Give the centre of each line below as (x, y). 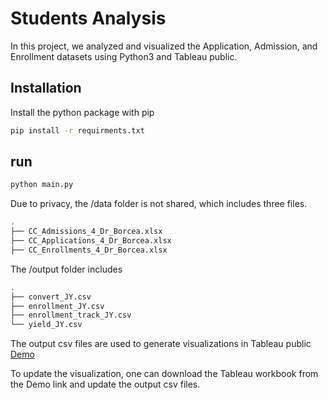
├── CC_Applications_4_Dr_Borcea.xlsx (91, 241)
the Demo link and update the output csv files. (105, 384)
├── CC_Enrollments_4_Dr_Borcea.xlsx (89, 250)
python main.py (42, 185)
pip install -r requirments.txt (77, 130)
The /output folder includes (66, 269)
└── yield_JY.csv (46, 325)
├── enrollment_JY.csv (57, 306)
